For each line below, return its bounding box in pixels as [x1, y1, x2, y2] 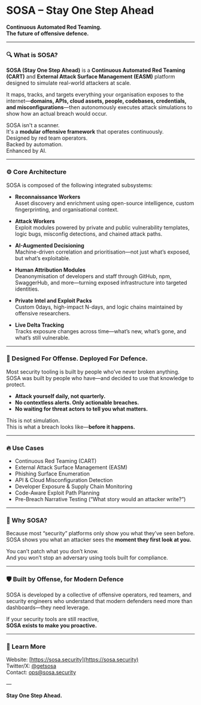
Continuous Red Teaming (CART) [14, 457, 97, 465]
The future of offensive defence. [6, 29, 89, 37]
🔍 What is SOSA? [6, 50, 58, 59]
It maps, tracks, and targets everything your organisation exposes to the [6, 91, 184, 98]
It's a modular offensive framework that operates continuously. [6, 128, 164, 135]
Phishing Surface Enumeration [14, 470, 90, 477]
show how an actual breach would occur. [6, 110, 108, 117]
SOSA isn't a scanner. [6, 122, 60, 129]
